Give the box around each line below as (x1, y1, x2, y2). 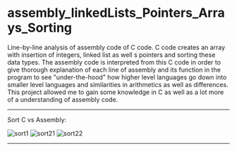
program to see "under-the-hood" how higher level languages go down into (7, 72, 227, 81)
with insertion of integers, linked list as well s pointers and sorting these (7, 51, 216, 59)
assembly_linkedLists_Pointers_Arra (7, 5, 225, 21)
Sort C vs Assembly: (7, 115, 67, 124)
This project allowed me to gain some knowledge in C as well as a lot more (7, 88, 224, 96)
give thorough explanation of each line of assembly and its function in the (7, 65, 221, 74)
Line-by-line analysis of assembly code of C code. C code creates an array (7, 43, 226, 51)
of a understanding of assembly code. (7, 95, 119, 103)
